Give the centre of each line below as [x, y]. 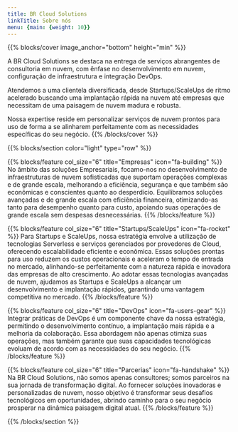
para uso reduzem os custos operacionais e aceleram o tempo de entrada [115, 259]
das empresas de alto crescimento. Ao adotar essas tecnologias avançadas [118, 274]
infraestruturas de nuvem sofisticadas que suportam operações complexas [117, 177]
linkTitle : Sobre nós [39, 21]
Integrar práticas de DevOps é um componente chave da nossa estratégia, [117, 319]
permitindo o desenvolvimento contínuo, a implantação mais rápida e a [111, 326]
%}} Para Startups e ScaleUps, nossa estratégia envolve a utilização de [112, 237]
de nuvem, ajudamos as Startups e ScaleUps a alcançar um [95, 282]
